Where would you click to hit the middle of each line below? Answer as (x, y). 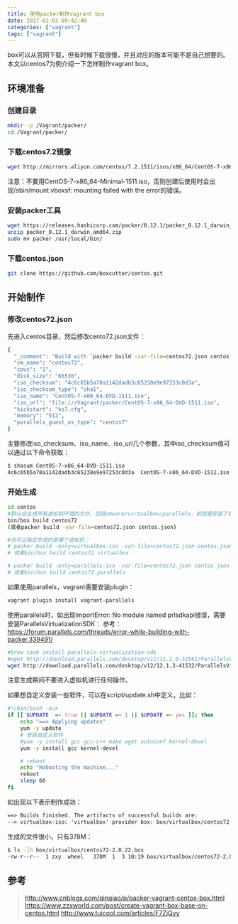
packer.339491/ (30, 639)
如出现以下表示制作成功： (45, 802)
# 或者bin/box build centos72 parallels (67, 573)
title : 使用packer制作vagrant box (56, 14)
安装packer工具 (34, 210)
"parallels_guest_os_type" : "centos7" (71, 423)
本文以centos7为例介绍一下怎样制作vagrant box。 (80, 64)
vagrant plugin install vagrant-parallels (71, 600)
